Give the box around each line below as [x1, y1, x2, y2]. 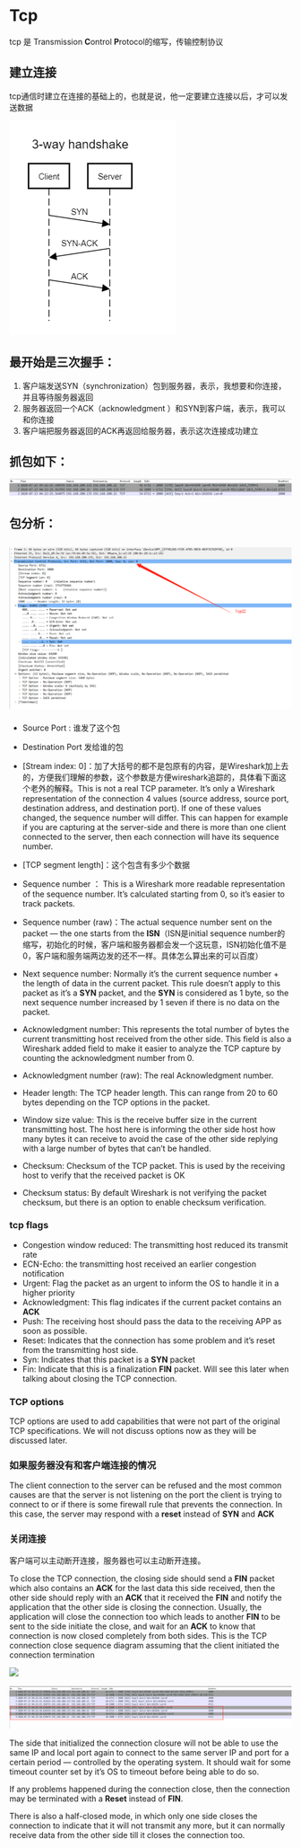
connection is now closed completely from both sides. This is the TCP [9, 1630, 267, 1640]
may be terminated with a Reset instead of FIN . [9, 1793, 184, 1804]
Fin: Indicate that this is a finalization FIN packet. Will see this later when [21, 1363, 289, 1375]
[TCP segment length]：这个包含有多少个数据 [21, 859, 191, 870]
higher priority [21, 1287, 75, 1298]
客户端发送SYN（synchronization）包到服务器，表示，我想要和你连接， [21, 380, 287, 391]
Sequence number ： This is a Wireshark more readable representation [21, 878, 286, 889]
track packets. [21, 897, 76, 908]
